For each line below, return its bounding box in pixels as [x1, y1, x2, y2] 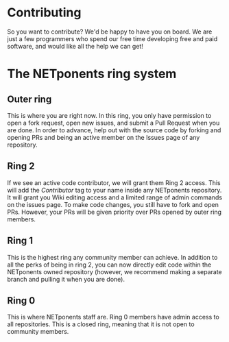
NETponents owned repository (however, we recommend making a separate [7, 267, 223, 276]
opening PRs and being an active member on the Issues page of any [7, 133, 200, 141]
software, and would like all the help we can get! [7, 42, 144, 50]
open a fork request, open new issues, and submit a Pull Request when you [7, 119, 220, 127]
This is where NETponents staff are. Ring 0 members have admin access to [7, 313, 219, 321]
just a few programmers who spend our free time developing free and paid [7, 34, 218, 42]
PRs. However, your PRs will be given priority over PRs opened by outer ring [7, 208, 221, 216]
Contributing [7, 5, 82, 21]
